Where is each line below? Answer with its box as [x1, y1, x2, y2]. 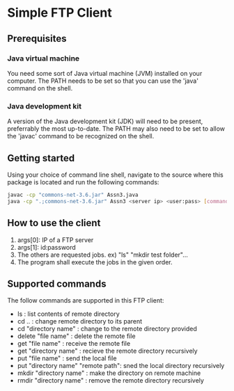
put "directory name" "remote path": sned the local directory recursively [17, 362, 225, 370]
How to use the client [7, 217, 101, 229]
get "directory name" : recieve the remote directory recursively [17, 346, 198, 356]
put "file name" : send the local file [17, 354, 117, 362]
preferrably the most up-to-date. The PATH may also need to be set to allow [7, 125, 225, 133]
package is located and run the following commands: [7, 177, 159, 186]
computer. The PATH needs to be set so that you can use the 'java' [7, 77, 198, 85]
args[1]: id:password [17, 243, 77, 251]
